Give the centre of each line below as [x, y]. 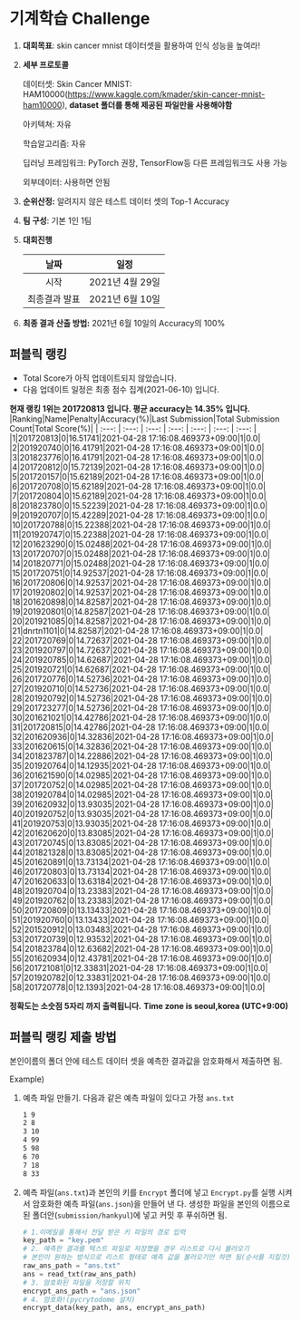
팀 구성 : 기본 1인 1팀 [57, 220]
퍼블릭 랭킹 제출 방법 [63, 1038]
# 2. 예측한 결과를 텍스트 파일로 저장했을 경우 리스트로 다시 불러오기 [136, 1249]
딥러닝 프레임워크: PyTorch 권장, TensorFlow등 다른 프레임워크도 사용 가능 [155, 162]
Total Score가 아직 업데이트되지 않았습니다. [99, 378]
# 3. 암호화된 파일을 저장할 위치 [76, 1282]
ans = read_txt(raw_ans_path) [80, 1274]
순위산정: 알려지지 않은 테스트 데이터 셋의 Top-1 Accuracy [126, 201]
